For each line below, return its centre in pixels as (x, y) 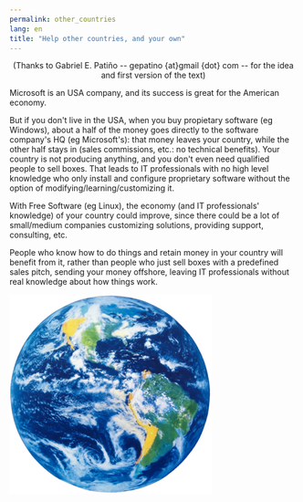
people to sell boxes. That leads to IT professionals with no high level (139, 169)
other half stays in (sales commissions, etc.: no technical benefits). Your (145, 150)
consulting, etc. (39, 235)
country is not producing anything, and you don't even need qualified (140, 159)
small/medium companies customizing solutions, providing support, (137, 225)
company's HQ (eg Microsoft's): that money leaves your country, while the (150, 140)
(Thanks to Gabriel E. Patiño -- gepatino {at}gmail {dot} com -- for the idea (153, 66)
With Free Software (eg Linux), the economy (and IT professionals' (135, 206)
